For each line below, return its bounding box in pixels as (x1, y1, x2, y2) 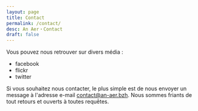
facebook (15, 60, 39, 68)
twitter (15, 73, 32, 81)
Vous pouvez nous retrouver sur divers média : (6, 48, 123, 56)
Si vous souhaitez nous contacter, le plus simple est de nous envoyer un (6, 85, 187, 92)
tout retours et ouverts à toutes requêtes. (6, 98, 109, 106)
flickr (15, 66, 29, 74)
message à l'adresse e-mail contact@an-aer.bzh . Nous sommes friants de (6, 91, 193, 99)
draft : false (6, 32, 39, 38)
